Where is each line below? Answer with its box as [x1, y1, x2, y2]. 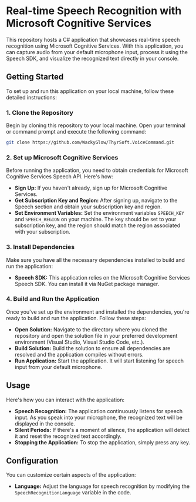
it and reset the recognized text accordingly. [14, 433, 122, 440]
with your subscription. [14, 228, 70, 235]
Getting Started [6, 72, 64, 82]
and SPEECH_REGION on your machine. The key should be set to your [14, 216, 177, 223]
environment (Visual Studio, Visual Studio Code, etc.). [14, 338, 145, 345]
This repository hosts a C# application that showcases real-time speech [6, 36, 180, 43]
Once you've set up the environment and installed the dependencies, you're [6, 308, 190, 315]
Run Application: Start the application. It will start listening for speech [14, 357, 184, 364]
